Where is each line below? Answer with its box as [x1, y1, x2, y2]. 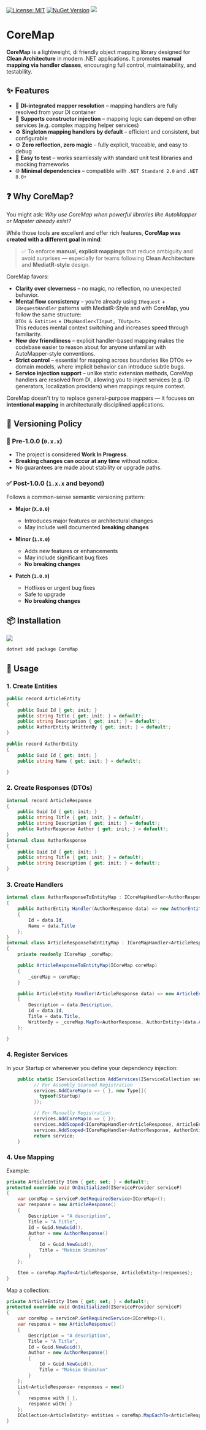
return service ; [33, 1133, 75, 1139]
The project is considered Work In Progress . [15, 451, 128, 458]
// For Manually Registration [33, 1110, 112, 1116]
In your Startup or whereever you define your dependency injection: [6, 1064, 178, 1071]
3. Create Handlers [6, 881, 64, 889]
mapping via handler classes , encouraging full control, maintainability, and [6, 61, 196, 69]
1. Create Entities [6, 681, 58, 690]
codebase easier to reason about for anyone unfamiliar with [15, 343, 167, 351]
